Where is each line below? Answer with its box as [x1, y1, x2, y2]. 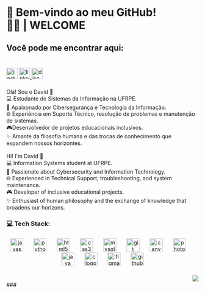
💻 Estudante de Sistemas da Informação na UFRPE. [6, 95, 137, 102]
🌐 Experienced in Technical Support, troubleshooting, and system [6, 175, 172, 182]
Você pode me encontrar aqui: [6, 43, 124, 53]
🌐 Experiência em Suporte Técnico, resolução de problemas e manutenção [6, 110, 195, 118]
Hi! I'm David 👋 [6, 152, 44, 160]
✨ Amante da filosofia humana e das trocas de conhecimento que [6, 133, 172, 140]
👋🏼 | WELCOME [6, 18, 85, 32]
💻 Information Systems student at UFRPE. [6, 160, 113, 167]
